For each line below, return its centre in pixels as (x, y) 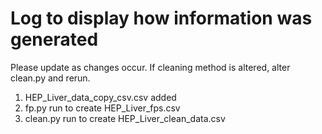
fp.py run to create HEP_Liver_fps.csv (102, 108)
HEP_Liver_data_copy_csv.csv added (100, 97)
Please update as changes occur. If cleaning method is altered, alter (150, 67)
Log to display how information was (161, 18)
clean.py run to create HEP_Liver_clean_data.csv (125, 118)
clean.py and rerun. (50, 78)
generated (54, 39)
